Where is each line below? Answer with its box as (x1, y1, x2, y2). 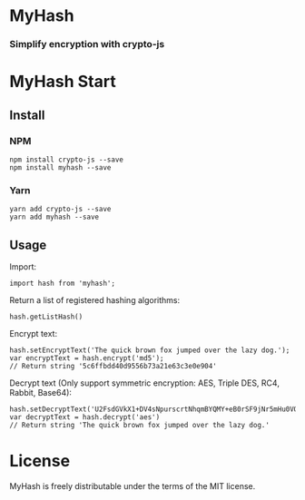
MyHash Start (9, 72, 116, 92)
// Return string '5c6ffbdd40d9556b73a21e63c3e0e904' (9, 362, 218, 371)
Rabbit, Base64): (9, 387, 73, 398)
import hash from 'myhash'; (9, 279, 116, 289)
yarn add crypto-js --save (9, 205, 112, 214)
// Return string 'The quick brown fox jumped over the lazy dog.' (9, 421, 271, 430)
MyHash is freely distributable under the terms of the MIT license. (9, 481, 256, 492)
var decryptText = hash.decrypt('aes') (9, 413, 161, 422)
